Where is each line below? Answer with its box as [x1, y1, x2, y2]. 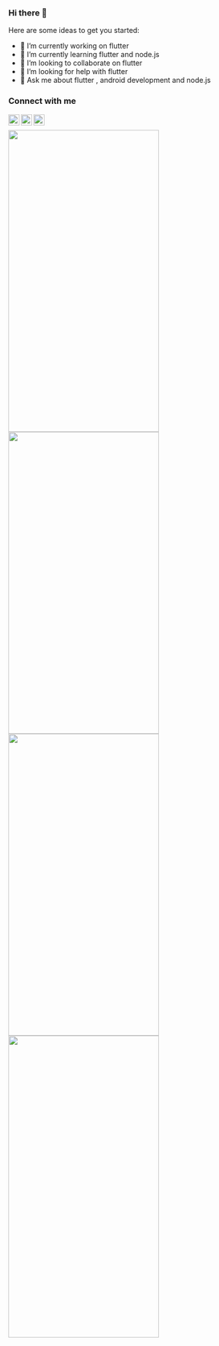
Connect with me [8, 96, 76, 107]
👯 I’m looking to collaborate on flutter [19, 58, 143, 68]
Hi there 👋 [8, 7, 48, 19]
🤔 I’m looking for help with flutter [19, 67, 128, 76]
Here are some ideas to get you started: [8, 26, 140, 35]
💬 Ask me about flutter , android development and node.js [19, 76, 211, 85]
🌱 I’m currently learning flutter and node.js [19, 50, 160, 60]
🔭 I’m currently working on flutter [19, 41, 130, 51]
